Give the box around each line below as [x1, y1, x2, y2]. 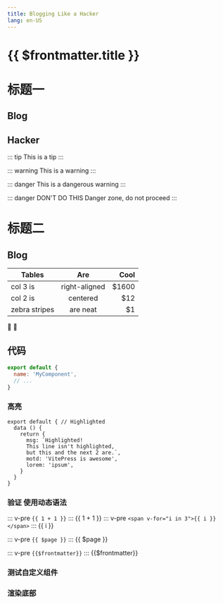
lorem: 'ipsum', [25, 461, 74, 469]
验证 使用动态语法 [7, 498, 67, 507]
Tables [20, 270, 44, 280]
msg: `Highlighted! [25, 436, 83, 444]
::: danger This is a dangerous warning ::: [7, 180, 127, 189]
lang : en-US [7, 17, 42, 24]
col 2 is [11, 293, 35, 303]
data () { [13, 424, 42, 431]
